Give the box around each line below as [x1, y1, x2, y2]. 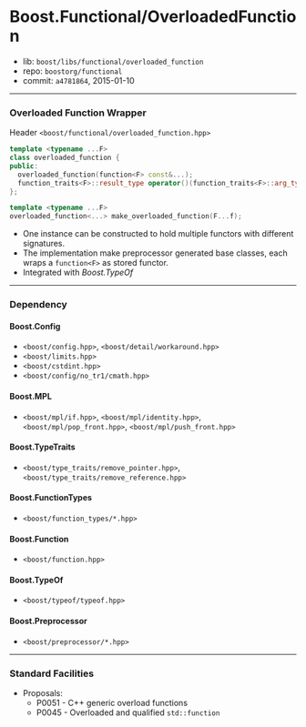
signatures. [22, 238, 66, 249]
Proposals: [22, 687, 64, 698]
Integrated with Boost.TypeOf [22, 267, 134, 278]
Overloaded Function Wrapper [9, 106, 148, 119]
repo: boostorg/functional [22, 66, 123, 76]
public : [9, 161, 39, 170]
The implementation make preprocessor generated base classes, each [22, 247, 289, 258]
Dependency [9, 298, 68, 311]
